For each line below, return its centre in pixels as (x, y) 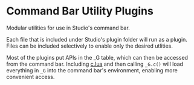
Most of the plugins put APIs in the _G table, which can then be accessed (97, 57)
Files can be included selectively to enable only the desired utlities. (90, 46)
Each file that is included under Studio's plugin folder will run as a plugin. (97, 39)
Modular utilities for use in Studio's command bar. (68, 28)
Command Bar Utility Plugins (80, 11)
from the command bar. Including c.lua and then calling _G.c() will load (95, 64)
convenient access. (31, 77)
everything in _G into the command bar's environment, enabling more (92, 70)
